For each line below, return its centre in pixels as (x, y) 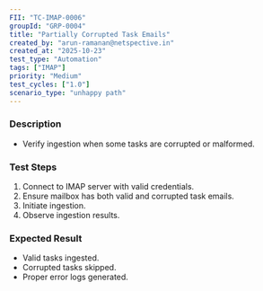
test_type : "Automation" (56, 59)
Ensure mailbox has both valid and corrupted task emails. (128, 196)
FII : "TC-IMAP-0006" (48, 18)
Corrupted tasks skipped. (69, 268)
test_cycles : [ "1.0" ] (50, 84)
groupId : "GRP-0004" (48, 26)
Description (35, 124)
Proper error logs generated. (75, 277)
